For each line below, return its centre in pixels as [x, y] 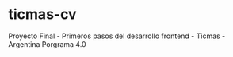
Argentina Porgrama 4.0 [47, 44]
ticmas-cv [42, 14]
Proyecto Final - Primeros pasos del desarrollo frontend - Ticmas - [117, 36]
